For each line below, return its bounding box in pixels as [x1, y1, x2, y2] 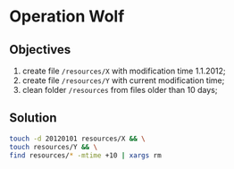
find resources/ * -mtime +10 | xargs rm [9, 150, 163, 160]
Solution [9, 110, 57, 126]
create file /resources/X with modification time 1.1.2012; [21, 65, 226, 76]
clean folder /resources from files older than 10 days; [21, 85, 218, 95]
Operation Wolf [9, 6, 125, 27]
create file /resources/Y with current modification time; [21, 75, 225, 86]
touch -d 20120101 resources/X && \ [9, 134, 146, 143]
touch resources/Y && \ [9, 142, 98, 151]
